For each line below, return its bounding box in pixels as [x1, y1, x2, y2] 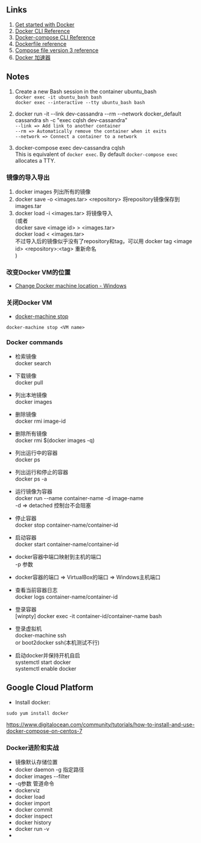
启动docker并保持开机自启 [14, 651, 80, 659]
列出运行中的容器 [14, 449, 58, 456]
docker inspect [14, 812, 53, 819]
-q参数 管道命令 [14, 780, 54, 787]
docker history [14, 819, 51, 826]
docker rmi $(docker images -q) [14, 437, 95, 444]
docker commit [14, 806, 53, 813]
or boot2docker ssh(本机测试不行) [14, 639, 100, 646]
